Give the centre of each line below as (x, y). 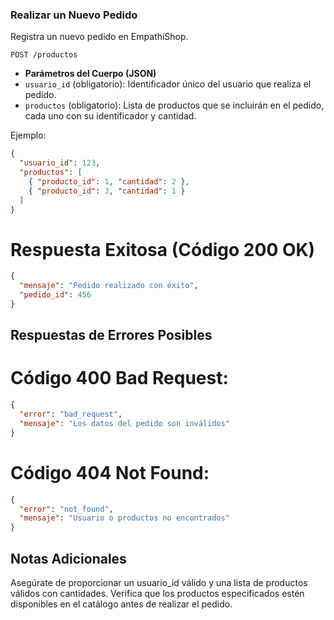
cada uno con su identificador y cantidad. (110, 116)
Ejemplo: (28, 135)
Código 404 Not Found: (110, 472)
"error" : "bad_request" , (71, 414)
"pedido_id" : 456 (55, 295)
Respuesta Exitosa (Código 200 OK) (163, 249)
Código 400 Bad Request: (119, 378)
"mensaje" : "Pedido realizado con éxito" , (109, 286)
